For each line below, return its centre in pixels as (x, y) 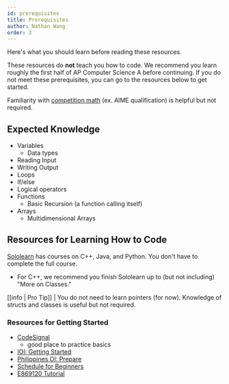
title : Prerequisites (38, 20)
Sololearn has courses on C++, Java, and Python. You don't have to (103, 256)
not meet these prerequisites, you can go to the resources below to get (107, 80)
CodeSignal (33, 337)
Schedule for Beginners (50, 366)
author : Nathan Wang (37, 26)
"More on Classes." (44, 284)
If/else (26, 182)
